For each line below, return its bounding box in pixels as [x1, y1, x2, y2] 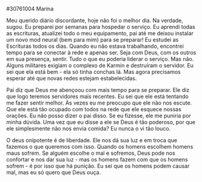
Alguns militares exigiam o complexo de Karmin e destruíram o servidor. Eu [6, 62, 194, 69]
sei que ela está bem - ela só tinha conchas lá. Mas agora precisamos [6, 68, 181, 75]
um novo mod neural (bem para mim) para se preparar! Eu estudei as [6, 36, 179, 43]
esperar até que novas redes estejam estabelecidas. [6, 75, 137, 82]
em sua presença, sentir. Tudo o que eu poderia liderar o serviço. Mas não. [6, 56, 194, 62]
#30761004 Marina [6, 5, 54, 12]
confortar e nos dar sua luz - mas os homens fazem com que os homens [6, 156, 188, 163]
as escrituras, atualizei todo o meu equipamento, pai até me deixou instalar [6, 30, 194, 37]
